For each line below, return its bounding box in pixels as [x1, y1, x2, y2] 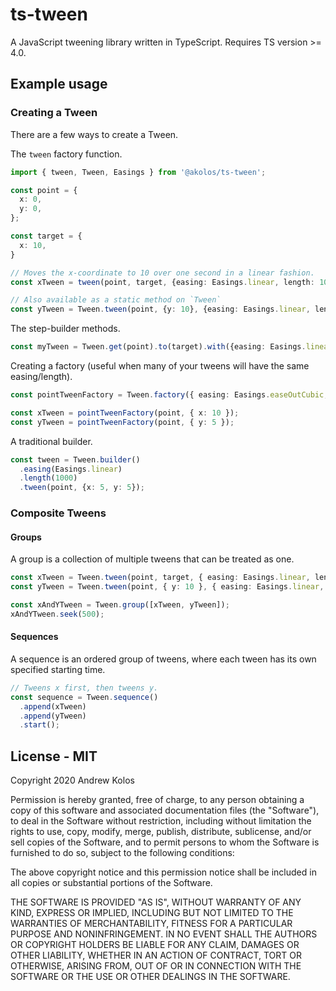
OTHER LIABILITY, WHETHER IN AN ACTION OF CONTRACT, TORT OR [10, 949, 302, 962]
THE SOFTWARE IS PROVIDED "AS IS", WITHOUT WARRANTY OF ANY [10, 896, 302, 908]
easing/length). [10, 371, 73, 382]
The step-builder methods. [10, 323, 121, 335]
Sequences [10, 631, 59, 643]
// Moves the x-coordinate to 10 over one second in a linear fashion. [10, 268, 315, 278]
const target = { [10, 231, 83, 241]
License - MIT [10, 748, 98, 765]
